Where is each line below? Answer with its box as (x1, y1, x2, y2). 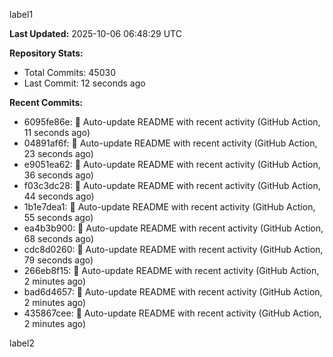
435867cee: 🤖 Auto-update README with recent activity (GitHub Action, (23, 307, 322, 319)
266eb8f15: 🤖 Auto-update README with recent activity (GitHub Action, (23, 265, 320, 276)
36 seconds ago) (23, 169, 94, 181)
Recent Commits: (9, 97, 83, 108)
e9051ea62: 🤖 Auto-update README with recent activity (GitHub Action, (23, 159, 321, 170)
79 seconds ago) (23, 254, 94, 266)
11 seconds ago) (23, 127, 91, 138)
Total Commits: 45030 (23, 67, 116, 78)
